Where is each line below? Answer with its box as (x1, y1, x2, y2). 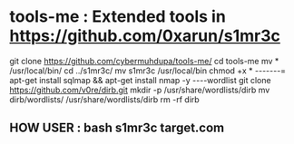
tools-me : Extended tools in (9, 6, 227, 27)
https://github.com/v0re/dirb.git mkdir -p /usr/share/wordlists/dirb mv (9, 84, 270, 95)
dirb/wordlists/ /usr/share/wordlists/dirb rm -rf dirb (9, 93, 200, 105)
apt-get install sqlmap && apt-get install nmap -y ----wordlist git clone (9, 74, 271, 85)
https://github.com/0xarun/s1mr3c (9, 25, 281, 46)
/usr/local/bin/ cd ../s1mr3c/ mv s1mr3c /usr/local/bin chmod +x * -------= (9, 65, 287, 76)
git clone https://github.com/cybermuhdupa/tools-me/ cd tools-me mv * (9, 55, 279, 66)
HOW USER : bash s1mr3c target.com (9, 120, 225, 136)
